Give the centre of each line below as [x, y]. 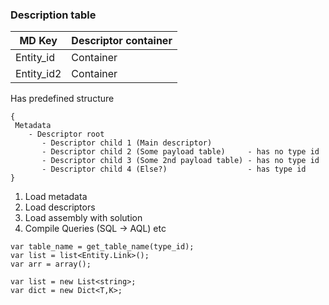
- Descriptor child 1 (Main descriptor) [127, 143]
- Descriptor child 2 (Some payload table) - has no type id [180, 152]
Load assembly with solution [83, 218]
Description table [53, 15]
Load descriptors [60, 207]
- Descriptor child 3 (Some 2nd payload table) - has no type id [180, 161]
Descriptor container [122, 41]
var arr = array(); [51, 264]
